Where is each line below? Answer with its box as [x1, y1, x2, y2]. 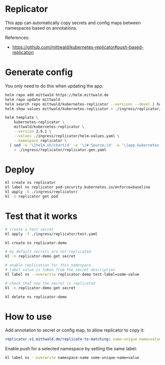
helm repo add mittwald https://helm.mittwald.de [5, 92, 109, 97]
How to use [5, 311, 52, 322]
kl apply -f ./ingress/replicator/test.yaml [5, 231, 98, 236]
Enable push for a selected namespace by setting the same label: [5, 346, 137, 352]
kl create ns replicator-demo [5, 240, 67, 245]
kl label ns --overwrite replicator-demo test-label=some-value [5, 272, 139, 277]
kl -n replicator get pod [5, 194, 58, 199]
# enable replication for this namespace [5, 263, 91, 268]
